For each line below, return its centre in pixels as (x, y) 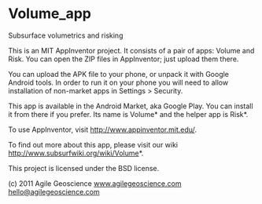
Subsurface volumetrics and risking (66, 35)
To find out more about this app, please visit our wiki (93, 144)
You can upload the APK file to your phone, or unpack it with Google (119, 74)
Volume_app (50, 14)
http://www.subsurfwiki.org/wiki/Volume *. (76, 153)
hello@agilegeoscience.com (54, 191)
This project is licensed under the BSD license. (84, 168)
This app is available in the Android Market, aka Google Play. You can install (131, 106)
